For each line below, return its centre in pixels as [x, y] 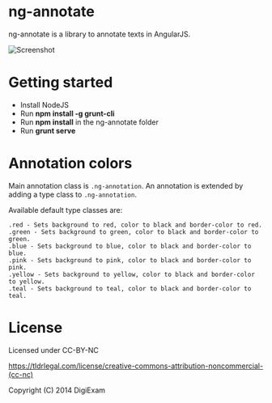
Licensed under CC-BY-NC [53, 350]
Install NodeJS [45, 104]
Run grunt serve [48, 130]
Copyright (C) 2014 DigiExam [57, 390]
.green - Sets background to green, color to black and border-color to [134, 232]
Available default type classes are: [66, 210]
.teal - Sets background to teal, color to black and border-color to [130, 288]
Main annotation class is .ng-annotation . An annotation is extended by [126, 185]
